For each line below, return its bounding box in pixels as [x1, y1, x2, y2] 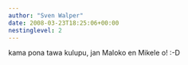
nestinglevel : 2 [8, 26, 62, 34]
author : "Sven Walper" [8, 11, 84, 20]
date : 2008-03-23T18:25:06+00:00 [8, 19, 119, 27]
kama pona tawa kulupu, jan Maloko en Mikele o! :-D [8, 48, 181, 58]
